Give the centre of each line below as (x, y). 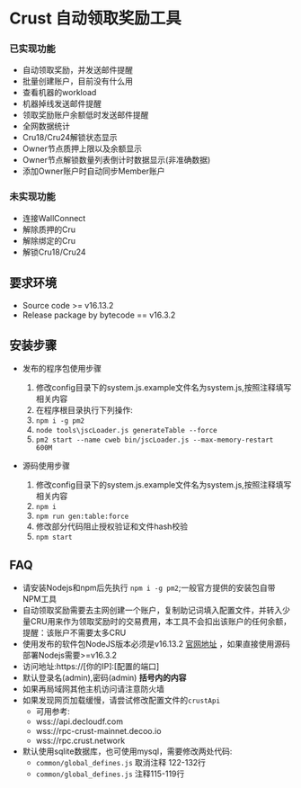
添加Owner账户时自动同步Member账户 (93, 171)
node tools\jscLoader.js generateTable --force (126, 431)
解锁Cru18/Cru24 (54, 252)
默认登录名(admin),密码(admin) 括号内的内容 (104, 678)
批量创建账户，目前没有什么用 (77, 81)
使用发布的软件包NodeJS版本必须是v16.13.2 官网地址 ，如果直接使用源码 (156, 644)
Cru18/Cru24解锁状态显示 (70, 138)
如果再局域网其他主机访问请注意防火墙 (93, 689)
